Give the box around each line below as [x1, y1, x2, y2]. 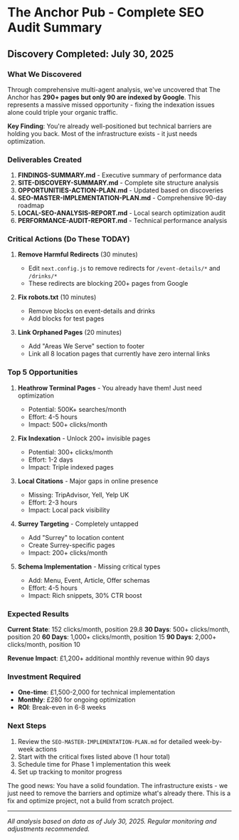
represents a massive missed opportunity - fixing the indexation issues [7, 100, 215, 109]
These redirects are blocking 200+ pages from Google [28, 279, 188, 288]
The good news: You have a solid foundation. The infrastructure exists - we [7, 781, 228, 789]
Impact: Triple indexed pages [28, 462, 114, 471]
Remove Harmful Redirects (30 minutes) [17, 250, 139, 259]
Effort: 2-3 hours [28, 498, 78, 507]
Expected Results [7, 608, 70, 618]
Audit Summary [7, 19, 102, 36]
